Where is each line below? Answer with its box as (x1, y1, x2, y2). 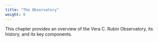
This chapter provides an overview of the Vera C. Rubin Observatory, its (5, 25, 153, 31)
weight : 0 (5, 12, 26, 17)
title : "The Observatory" (5, 7, 59, 12)
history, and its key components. (5, 31, 72, 37)
